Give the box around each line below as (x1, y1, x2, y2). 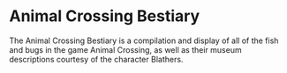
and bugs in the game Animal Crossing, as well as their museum (9, 44, 242, 55)
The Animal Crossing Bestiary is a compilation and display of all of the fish (9, 35, 279, 46)
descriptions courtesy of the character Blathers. (9, 54, 184, 64)
